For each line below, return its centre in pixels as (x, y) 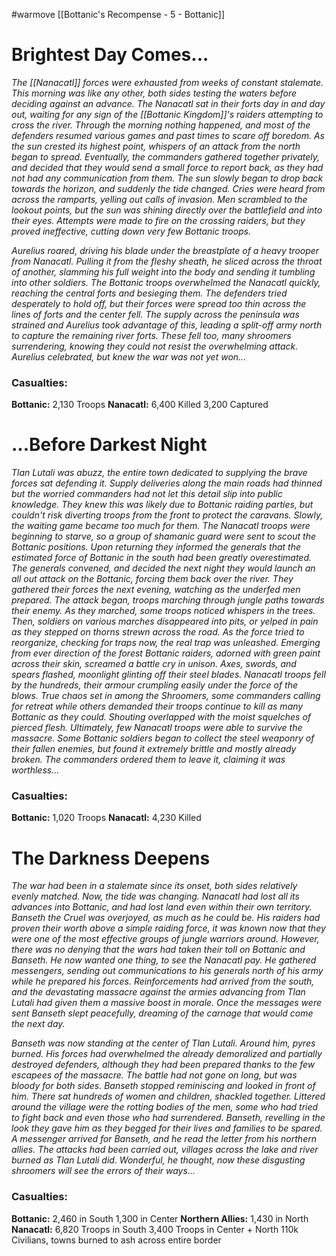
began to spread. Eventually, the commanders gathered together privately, (166, 156)
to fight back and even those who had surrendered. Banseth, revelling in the (168, 1118)
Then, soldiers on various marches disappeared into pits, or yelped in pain (165, 621)
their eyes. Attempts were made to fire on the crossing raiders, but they (158, 220)
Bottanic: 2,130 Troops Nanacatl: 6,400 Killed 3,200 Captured (140, 405)
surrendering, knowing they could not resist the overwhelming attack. (155, 346)
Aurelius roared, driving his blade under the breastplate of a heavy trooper (165, 250)
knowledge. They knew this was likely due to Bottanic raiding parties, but (162, 505)
